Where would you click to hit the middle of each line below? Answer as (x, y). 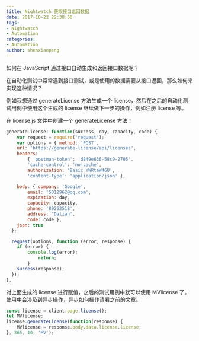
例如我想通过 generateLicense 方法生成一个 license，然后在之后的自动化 (94, 100)
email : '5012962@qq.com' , (60, 192)
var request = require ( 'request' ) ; (61, 137)
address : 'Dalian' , (52, 214)
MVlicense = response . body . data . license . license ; (79, 327)
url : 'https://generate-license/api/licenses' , (76, 148)
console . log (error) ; (53, 253)
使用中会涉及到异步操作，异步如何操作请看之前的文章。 (73, 299)
